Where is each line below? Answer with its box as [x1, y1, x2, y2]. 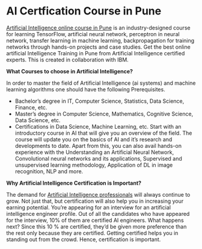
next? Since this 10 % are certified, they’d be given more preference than [6, 223, 187, 230]
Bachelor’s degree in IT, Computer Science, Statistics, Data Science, [14, 97, 185, 105]
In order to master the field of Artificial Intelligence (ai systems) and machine [6, 79, 196, 87]
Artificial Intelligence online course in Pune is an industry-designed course [6, 24, 191, 31]
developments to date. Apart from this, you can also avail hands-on [14, 142, 182, 149]
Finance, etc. [14, 103, 47, 111]
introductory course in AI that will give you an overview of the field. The [14, 129, 192, 137]
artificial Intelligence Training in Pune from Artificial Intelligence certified [6, 49, 185, 57]
